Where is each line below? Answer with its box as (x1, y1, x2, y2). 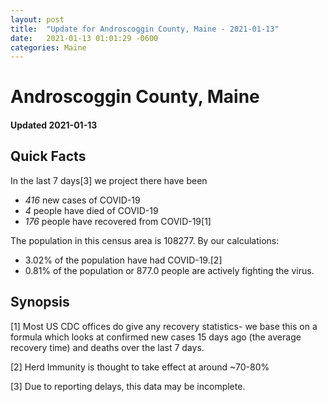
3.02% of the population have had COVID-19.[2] (24, 254, 223, 266)
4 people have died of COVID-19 (24, 204, 159, 216)
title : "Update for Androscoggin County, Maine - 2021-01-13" (10, 24, 280, 34)
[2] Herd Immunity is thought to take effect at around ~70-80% (10, 361, 270, 373)
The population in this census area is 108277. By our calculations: (10, 234, 280, 246)
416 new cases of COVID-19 (24, 194, 141, 206)
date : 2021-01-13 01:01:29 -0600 (10, 33, 159, 43)
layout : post (10, 14, 65, 25)
